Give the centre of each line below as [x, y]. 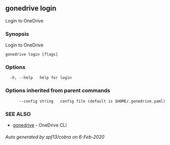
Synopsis [17, 34]
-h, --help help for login [41, 78]
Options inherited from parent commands [58, 90]
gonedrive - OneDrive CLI [40, 125]
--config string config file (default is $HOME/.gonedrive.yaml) [92, 101]
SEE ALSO [18, 114]
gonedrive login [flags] [32, 55]
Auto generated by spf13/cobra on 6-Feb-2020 [55, 137]
